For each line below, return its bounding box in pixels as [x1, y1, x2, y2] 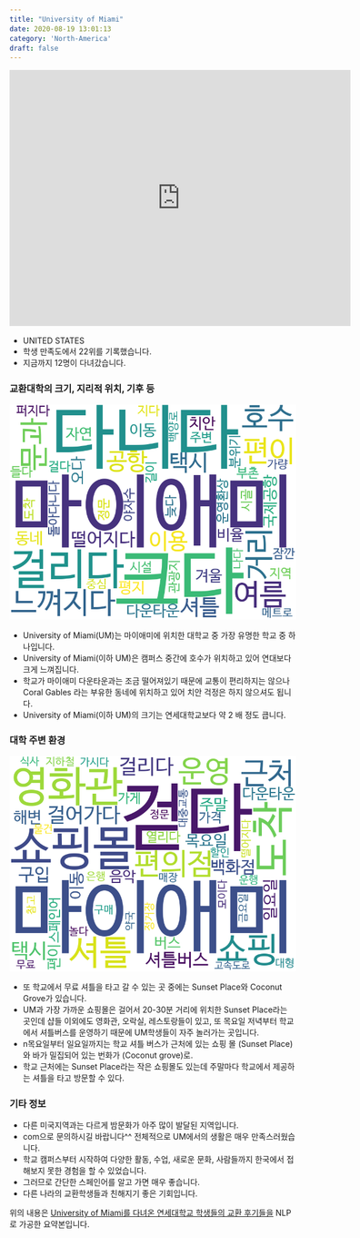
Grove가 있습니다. [22, 992, 87, 1003]
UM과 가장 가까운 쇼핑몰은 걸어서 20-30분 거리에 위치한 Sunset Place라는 [22, 1004, 288, 1015]
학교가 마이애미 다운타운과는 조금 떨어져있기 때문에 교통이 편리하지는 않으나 [22, 675, 291, 686]
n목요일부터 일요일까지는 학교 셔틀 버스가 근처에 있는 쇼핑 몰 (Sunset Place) [22, 1038, 294, 1049]
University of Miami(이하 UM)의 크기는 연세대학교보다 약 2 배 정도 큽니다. [22, 709, 286, 720]
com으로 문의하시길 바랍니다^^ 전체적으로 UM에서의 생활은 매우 [22, 1131, 250, 1142]
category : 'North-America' [9, 34, 112, 43]
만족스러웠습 [251, 1131, 295, 1142]
